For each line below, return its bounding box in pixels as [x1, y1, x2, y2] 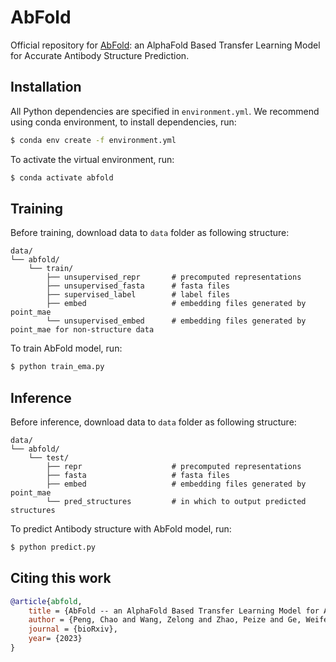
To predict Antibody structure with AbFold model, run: [10, 523, 232, 535]
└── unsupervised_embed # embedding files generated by [46, 316, 307, 326]
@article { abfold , [10, 596, 83, 606]
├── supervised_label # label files [46, 290, 230, 300]
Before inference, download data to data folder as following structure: [10, 416, 297, 428]
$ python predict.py [10, 542, 97, 552]
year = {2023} [28, 634, 83, 644]
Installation [10, 79, 82, 96]
